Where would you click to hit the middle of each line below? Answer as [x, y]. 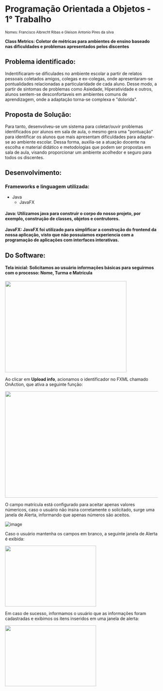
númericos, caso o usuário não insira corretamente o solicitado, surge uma [80, 510]
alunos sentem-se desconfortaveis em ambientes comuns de [66, 94]
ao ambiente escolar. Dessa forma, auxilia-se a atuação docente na [78, 142]
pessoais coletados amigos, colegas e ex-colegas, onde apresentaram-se [79, 78]
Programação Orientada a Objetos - [78, 9]
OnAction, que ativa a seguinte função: [44, 384]
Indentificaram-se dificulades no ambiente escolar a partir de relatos [73, 73]
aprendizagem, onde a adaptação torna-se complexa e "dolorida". [71, 99]
